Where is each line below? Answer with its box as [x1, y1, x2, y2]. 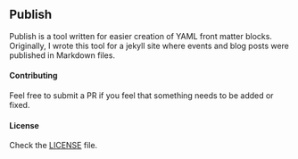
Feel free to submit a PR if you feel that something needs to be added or [9, 90, 274, 101]
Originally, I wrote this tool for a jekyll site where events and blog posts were [9, 40, 290, 51]
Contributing [9, 71, 58, 81]
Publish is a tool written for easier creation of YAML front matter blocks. [9, 30, 272, 41]
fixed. [9, 100, 30, 111]
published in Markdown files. [9, 49, 116, 61]
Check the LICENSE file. [9, 140, 98, 151]
